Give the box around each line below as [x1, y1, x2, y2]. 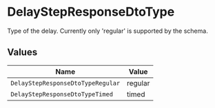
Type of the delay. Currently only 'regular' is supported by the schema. [7, 27, 208, 35]
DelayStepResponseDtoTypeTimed [10, 90, 114, 98]
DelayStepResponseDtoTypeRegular [10, 79, 121, 87]
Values [7, 46, 38, 58]
